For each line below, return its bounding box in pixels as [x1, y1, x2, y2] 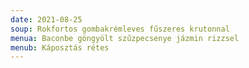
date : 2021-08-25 [10, 14, 83, 25]
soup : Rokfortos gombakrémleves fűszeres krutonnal [10, 24, 230, 34]
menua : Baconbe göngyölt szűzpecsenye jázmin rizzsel [10, 33, 240, 43]
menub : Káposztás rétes [10, 42, 110, 53]
